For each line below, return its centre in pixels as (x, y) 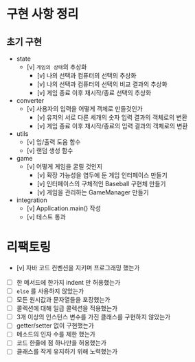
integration (32, 200)
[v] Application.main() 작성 (64, 208)
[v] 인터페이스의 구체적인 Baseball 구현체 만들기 (101, 184)
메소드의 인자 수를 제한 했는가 (56, 334)
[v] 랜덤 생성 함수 (50, 150)
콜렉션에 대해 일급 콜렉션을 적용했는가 (67, 308)
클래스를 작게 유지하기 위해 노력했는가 (67, 352)
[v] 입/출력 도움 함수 (54, 142)
